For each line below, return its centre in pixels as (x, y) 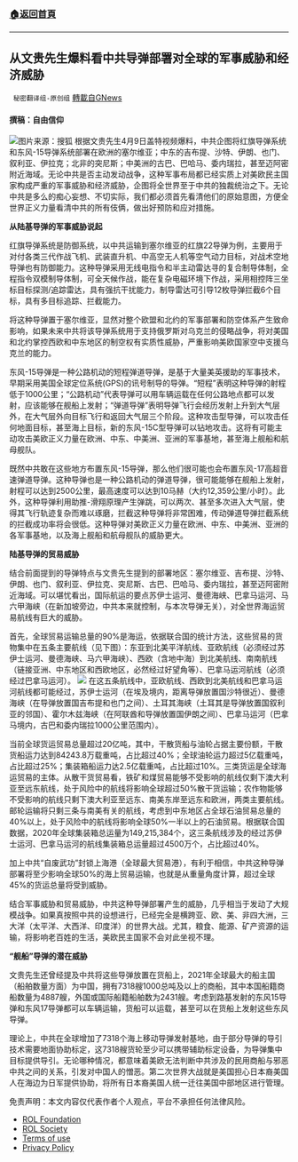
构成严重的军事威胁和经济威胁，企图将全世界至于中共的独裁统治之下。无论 (153, 186)
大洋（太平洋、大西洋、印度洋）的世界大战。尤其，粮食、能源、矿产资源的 (145, 927)
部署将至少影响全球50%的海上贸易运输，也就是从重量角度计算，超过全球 (142, 874)
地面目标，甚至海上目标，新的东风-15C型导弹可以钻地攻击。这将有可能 (145, 427)
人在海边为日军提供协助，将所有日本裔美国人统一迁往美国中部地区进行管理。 (149, 1083)
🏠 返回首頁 (33, 13)
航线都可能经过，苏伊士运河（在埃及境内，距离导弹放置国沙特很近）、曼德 (151, 692)
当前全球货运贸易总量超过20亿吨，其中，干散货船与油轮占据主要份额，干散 (146, 744)
